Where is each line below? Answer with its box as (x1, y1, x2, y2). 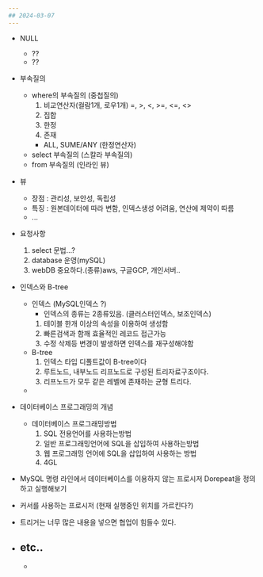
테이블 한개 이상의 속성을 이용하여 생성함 (43, 319, 169, 328)
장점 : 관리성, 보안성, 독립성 (31, 193, 116, 203)
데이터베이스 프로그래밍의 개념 (19, 402, 113, 411)
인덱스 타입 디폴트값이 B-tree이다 (43, 357, 147, 366)
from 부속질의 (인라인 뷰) (31, 159, 109, 169)
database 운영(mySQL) (31, 255, 106, 265)
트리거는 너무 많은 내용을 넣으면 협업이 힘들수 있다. (19, 517, 177, 527)
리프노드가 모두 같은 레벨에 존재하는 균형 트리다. (43, 376, 192, 386)
